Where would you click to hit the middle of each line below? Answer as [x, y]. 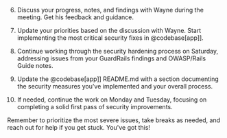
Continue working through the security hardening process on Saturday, [117, 51]
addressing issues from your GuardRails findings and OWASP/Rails [111, 58]
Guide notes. [35, 66]
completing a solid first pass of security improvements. [95, 107]
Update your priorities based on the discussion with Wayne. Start [109, 31]
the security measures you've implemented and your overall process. [115, 86]
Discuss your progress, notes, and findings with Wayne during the [110, 10]
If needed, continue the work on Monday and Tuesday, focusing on [112, 100]
